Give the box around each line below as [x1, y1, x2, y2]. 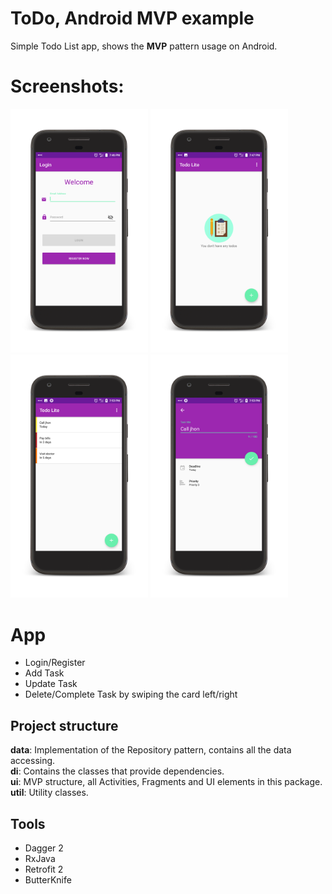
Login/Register [24, 657, 86, 669]
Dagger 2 [24, 842, 64, 854]
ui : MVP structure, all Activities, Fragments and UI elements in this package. [10, 776, 323, 788]
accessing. [10, 755, 56, 767]
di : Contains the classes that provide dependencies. [10, 765, 225, 777]
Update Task [24, 678, 78, 690]
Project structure [10, 717, 119, 734]
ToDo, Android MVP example [10, 7, 255, 30]
